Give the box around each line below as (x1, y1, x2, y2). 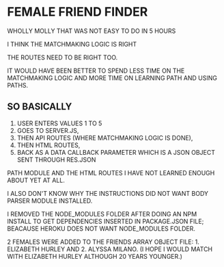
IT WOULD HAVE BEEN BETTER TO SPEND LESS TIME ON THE (7, 66, 185, 75)
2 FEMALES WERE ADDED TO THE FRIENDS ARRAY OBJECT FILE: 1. (7, 238, 199, 246)
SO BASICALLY (7, 101, 72, 113)
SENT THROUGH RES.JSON (16, 155, 96, 164)
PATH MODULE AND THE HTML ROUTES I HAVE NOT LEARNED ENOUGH (7, 168, 215, 177)
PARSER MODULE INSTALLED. (7, 196, 93, 205)
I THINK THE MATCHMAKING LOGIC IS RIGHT (7, 40, 137, 48)
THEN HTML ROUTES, (16, 141, 81, 149)
